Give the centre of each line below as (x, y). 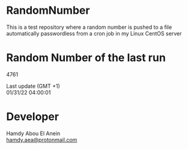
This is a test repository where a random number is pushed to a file (89, 27)
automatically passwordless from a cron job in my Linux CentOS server (94, 33)
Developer (32, 117)
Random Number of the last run (86, 58)
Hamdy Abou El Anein (33, 133)
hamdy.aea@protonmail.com (42, 139)
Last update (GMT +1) (33, 86)
